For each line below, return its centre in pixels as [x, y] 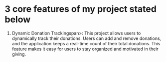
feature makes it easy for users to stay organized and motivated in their [85, 49]
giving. [19, 54]
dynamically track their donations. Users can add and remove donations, [86, 38]
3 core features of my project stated [81, 9]
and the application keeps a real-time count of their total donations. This [86, 43]
